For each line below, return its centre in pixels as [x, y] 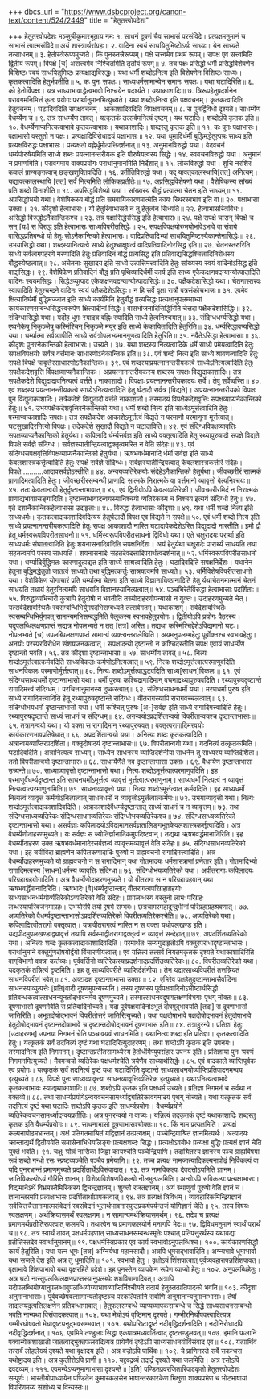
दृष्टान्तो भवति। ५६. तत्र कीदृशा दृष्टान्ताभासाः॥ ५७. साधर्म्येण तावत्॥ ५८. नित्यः [108, 653]
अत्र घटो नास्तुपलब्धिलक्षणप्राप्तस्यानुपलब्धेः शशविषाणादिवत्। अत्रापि [91, 1278]
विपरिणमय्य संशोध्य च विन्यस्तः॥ [48, 1387]
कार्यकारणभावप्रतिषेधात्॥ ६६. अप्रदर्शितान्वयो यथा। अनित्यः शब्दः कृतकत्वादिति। [108, 734]
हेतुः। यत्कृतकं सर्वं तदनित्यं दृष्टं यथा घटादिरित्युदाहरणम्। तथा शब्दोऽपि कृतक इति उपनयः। [122, 1042]
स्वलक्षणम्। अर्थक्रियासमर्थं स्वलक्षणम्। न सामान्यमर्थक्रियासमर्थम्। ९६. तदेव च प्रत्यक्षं [114, 1215]
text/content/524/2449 [46, 20]
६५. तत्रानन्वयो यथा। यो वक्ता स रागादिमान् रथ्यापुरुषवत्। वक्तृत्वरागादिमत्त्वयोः [106, 725]
